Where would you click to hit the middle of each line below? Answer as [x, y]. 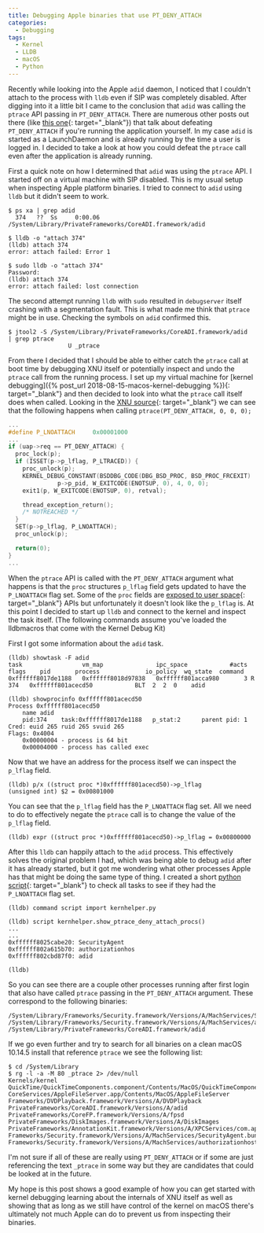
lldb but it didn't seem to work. [59, 196]
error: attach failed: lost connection [73, 286]
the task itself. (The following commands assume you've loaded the [117, 620]
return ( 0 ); [33, 548]
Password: [24, 272]
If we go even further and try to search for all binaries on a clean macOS [125, 1043]
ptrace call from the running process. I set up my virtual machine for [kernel [131, 377]
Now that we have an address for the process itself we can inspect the [123, 762]
